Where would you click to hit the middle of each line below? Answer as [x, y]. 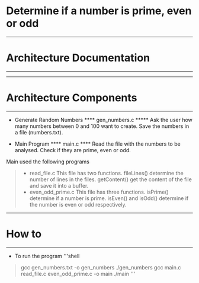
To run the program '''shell [47, 256]
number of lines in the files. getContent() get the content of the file [111, 179]
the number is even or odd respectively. [78, 204]
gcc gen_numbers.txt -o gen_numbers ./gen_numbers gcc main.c [101, 267]
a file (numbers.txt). [39, 132]
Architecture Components [72, 98]
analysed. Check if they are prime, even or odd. [73, 150]
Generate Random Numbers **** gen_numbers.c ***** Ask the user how [103, 120]
